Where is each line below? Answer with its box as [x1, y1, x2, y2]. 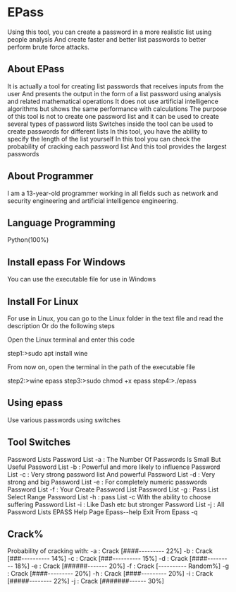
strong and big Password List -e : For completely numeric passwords [7, 477, 208, 486]
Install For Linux [7, 295, 79, 308]
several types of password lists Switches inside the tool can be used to [7, 120, 213, 128]
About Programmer [7, 170, 94, 182]
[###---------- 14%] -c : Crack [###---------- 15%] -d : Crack [7, 555, 188, 563]
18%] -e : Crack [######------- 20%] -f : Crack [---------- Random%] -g [14, 562, 229, 570]
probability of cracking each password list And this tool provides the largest [7, 142, 227, 151]
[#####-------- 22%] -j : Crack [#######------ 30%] [7, 577, 164, 586]
